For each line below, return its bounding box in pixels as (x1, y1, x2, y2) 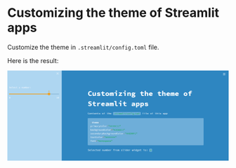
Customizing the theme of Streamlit (7, 5, 220, 21)
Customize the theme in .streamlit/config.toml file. (7, 43, 159, 51)
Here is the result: (7, 56, 59, 64)
